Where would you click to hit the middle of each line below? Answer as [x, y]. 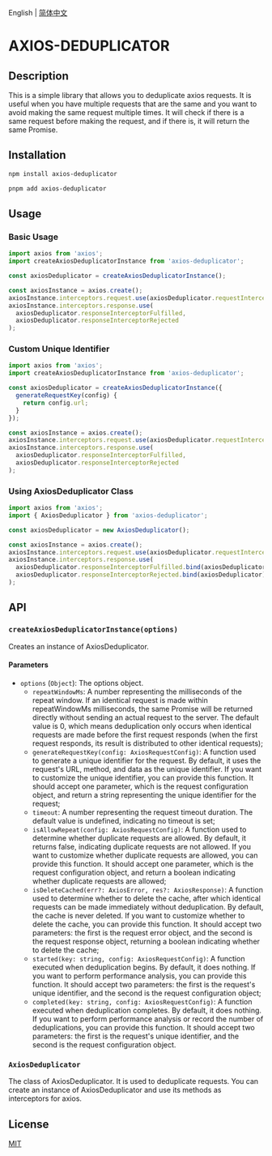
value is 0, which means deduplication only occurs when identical [142, 726]
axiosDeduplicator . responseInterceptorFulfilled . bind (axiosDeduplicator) [142, 567]
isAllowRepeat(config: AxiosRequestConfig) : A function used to [139, 829]
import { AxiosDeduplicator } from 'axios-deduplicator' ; [108, 515]
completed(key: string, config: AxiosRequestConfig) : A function [142, 1001]
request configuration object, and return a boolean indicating [134, 872]
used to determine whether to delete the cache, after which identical [147, 898]
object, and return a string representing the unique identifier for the [144, 794]
